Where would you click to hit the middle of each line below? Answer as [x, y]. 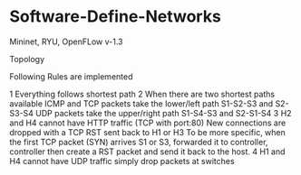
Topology [27, 59]
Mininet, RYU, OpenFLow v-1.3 [66, 41]
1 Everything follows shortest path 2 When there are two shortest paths [142, 94]
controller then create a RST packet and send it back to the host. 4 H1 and [147, 152]
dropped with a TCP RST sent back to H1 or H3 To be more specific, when [147, 132]
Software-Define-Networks [116, 17]
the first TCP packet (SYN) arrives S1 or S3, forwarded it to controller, [139, 142]
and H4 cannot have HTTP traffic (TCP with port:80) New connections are [148, 123]
